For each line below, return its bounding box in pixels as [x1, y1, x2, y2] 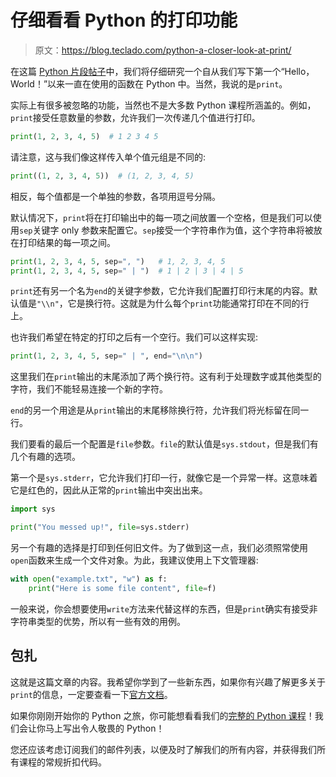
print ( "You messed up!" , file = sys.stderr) [10, 522, 190, 533]
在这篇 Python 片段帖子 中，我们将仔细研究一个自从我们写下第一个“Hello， [10, 65, 315, 77]
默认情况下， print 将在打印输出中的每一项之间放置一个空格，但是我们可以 [10, 211, 313, 223]
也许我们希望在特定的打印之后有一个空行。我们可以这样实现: [10, 331, 259, 343]
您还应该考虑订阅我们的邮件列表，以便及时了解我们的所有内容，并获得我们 [10, 743, 317, 755]
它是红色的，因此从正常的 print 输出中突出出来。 [10, 484, 208, 496]
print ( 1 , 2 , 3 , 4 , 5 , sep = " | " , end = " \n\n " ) [10, 351, 204, 361]
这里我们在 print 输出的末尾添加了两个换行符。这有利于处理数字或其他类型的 [10, 371, 322, 383]
